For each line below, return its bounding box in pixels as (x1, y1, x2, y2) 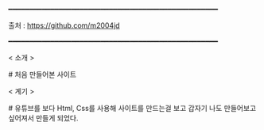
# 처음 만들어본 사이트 (8, 70, 77, 79)
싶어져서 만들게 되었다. (8, 113, 79, 123)
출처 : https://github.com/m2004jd (8, 21, 121, 30)
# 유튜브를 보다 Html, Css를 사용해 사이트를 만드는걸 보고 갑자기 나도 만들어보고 (8, 104, 257, 113)
